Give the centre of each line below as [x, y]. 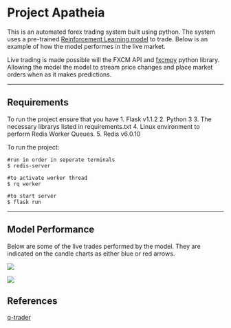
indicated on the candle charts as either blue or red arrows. [91, 254]
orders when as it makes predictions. [59, 74]
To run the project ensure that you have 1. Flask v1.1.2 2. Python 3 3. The [109, 119]
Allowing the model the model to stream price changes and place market [110, 67]
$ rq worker [24, 184]
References [32, 301]
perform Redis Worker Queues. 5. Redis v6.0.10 [74, 134]
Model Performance [51, 230]
